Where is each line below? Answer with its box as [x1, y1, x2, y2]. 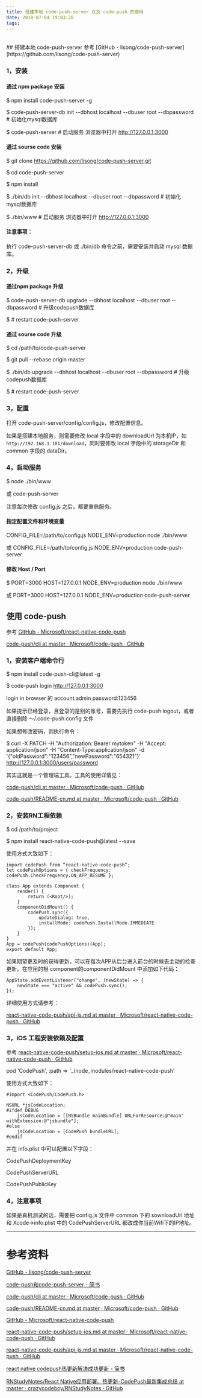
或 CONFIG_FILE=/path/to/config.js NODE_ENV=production [6, 544, 153, 551]
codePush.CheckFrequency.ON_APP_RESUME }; [6, 872, 114, 879]
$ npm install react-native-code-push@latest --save [6, 837, 136, 845]
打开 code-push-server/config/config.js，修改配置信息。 [6, 419, 147, 426]
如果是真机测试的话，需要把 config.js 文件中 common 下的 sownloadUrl [6, 1212, 183, 1219]
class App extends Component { [6, 883, 85, 889]
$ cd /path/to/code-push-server [6, 345, 86, 352]
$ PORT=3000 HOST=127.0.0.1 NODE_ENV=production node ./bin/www [6, 579, 183, 586]
